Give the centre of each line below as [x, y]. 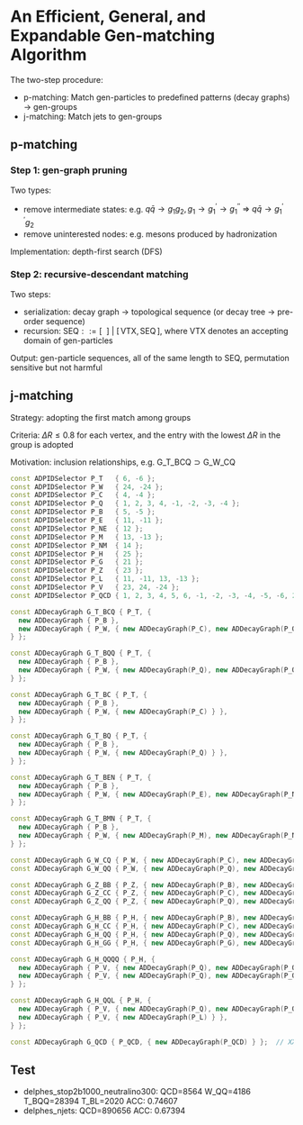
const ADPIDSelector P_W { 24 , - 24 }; [87, 487]
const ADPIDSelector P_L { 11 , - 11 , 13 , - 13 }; [105, 579]
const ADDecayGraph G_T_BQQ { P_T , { [81, 653]
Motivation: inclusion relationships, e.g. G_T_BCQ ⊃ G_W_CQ [123, 462]
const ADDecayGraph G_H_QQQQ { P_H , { [83, 959]
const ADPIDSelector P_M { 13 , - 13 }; [87, 537]
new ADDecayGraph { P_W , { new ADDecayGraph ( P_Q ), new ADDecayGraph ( [151, 670]
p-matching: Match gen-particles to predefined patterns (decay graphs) [156, 97]
